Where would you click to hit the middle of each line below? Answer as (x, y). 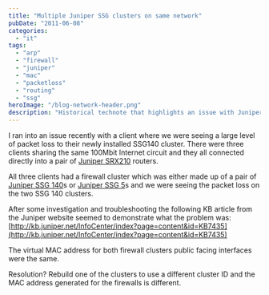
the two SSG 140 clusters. (51, 194)
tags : (17, 46)
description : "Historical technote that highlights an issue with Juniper (136, 113)
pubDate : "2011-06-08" (46, 23)
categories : (28, 30)
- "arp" (28, 53)
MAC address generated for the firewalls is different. (95, 283)
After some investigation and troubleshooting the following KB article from (130, 209)
